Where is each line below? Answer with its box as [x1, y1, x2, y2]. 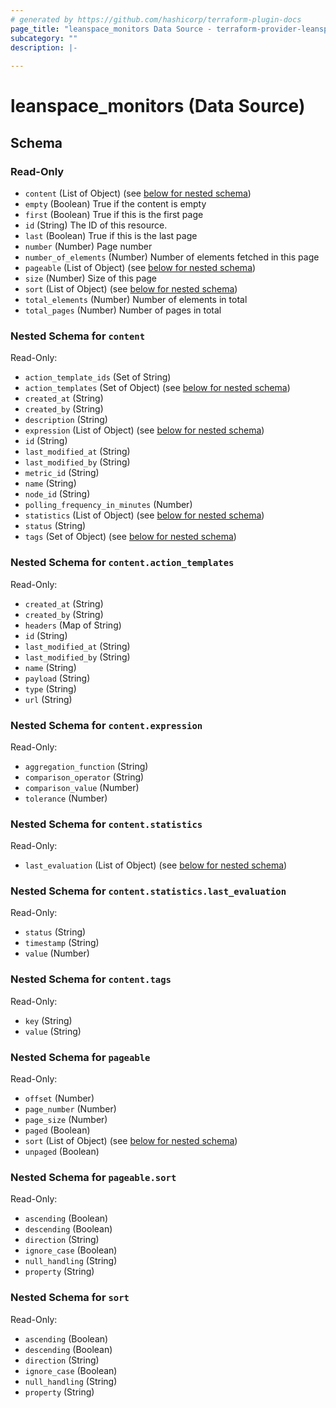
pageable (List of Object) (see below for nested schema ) [24, 262, 257, 273]
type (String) [24, 682, 77, 695]
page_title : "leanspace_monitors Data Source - [10, 24, 213, 34]
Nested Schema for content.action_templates [10, 556, 235, 570]
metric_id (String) [24, 467, 100, 479]
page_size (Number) [24, 1114, 108, 1126]
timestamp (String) [24, 937, 100, 949]
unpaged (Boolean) [24, 1146, 100, 1158]
